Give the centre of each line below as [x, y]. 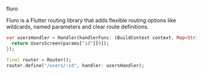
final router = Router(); [39, 60]
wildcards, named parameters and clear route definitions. [78, 27]
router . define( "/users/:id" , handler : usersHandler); [76, 66]
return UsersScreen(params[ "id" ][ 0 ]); [61, 43]
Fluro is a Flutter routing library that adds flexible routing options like [91, 20]
